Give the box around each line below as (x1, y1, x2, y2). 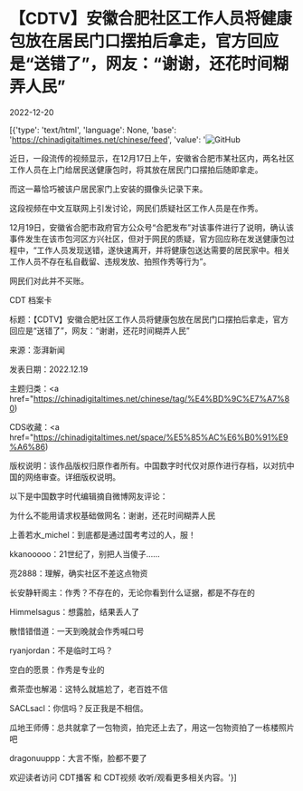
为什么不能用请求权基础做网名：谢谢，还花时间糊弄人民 (9, 510, 215, 521)
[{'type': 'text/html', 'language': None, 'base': (9, 124, 177, 135)
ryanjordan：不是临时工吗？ (9, 645, 113, 656)
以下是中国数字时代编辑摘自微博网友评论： (9, 491, 168, 502)
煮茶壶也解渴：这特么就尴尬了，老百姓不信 (9, 683, 168, 694)
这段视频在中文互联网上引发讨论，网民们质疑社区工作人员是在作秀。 (9, 202, 263, 213)
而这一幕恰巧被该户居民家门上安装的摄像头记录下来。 (9, 183, 208, 194)
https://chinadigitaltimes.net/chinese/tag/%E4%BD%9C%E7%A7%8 (33, 393, 290, 404)
